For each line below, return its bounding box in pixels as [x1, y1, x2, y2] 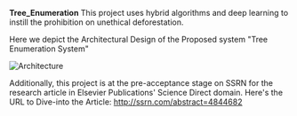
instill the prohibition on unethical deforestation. [9, 17, 184, 27]
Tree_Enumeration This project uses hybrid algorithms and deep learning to [9, 8, 289, 18]
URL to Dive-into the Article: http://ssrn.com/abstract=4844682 [9, 97, 243, 107]
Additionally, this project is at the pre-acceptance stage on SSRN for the [9, 78, 274, 88]
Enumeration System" [9, 43, 89, 54]
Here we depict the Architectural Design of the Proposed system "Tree [9, 35, 269, 44]
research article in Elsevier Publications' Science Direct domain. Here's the [9, 88, 283, 97]
